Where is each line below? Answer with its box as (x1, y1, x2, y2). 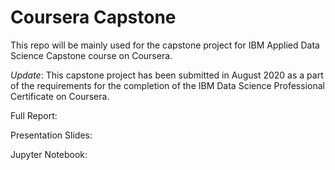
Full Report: (10, 109, 58, 121)
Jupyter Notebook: (10, 148, 88, 160)
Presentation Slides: (10, 129, 93, 141)
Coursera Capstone (10, 6, 177, 29)
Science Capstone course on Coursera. (10, 49, 173, 61)
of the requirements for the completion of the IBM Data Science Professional (10, 79, 325, 91)
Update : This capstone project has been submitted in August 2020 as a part (10, 69, 324, 81)
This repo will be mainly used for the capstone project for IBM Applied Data (10, 39, 320, 51)
